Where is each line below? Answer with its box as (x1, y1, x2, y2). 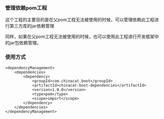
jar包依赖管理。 (9, 40, 41, 46)
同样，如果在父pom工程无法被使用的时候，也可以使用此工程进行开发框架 (5, 33, 155, 39)
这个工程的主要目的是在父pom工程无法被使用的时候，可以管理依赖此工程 (5, 16, 155, 23)
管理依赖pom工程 (5, 4, 47, 11)
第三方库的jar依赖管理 (9, 23, 54, 29)
